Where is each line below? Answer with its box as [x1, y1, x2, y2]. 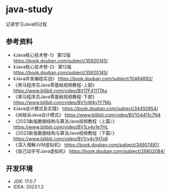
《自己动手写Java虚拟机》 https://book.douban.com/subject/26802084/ [13, 148, 165, 154]
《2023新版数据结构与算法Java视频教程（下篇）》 [13, 130, 117, 136]
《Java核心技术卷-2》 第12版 [13, 64, 72, 70]
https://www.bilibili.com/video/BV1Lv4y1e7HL [13, 124, 108, 130]
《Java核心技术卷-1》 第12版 [13, 52, 71, 58]
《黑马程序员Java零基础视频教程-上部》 [13, 81, 97, 88]
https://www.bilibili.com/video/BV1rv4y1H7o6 [13, 135, 108, 142]
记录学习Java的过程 [6, 21, 47, 27]
